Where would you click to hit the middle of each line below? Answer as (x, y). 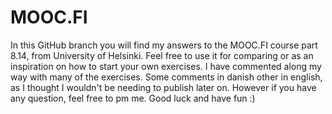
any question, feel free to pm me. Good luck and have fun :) (133, 98)
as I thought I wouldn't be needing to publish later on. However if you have (163, 87)
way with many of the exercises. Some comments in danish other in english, (166, 77)
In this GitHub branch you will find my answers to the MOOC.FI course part (164, 45)
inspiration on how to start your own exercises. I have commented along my (166, 66)
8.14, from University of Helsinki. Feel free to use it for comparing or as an (162, 55)
